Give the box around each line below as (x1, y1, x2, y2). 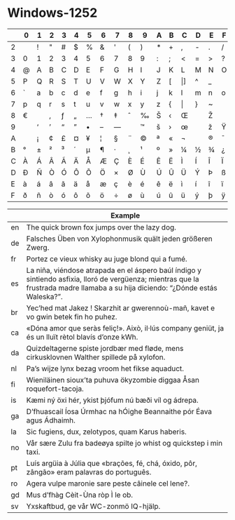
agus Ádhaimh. (26, 415, 76, 425)
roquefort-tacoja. (26, 384, 84, 394)
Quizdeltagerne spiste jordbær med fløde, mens (26, 343, 184, 353)
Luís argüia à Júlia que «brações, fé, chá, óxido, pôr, (26, 458, 198, 468)
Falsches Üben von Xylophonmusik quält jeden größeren (26, 234, 213, 244)
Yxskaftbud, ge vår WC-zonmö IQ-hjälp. (26, 501, 161, 511)
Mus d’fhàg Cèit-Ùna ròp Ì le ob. (26, 490, 134, 500)
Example (111, 211, 141, 220)
